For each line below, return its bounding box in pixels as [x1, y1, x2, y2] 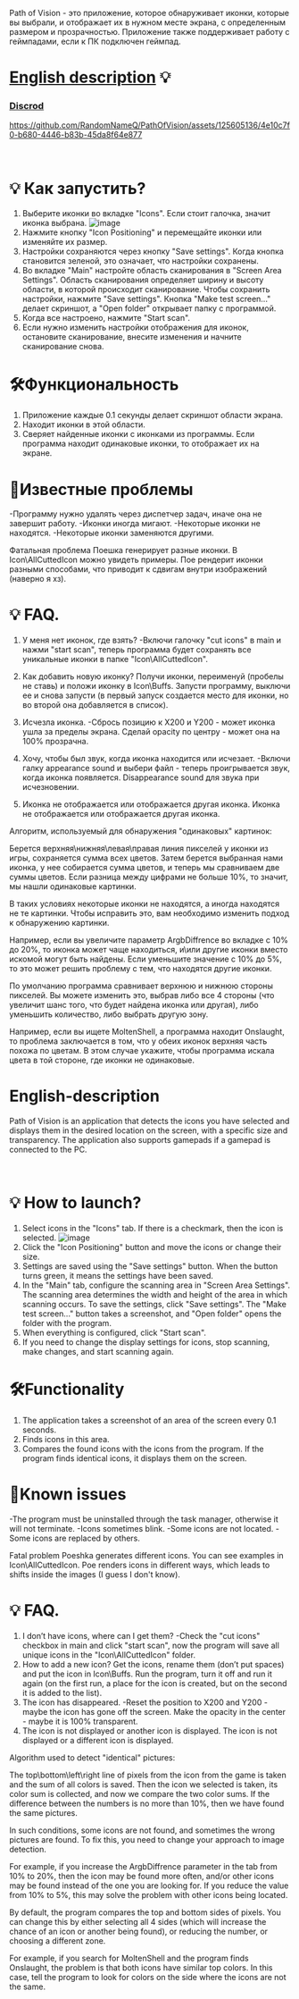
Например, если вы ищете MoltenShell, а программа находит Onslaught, [9, 1027, 286, 1037]
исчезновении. [21, 782, 79, 793]
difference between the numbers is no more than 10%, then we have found [9, 1798, 285, 1809]
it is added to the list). [21, 1687, 103, 1698]
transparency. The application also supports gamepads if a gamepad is [9, 1135, 270, 1146]
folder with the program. [21, 1318, 112, 1329]
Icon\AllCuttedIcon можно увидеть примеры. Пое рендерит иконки [9, 554, 263, 566]
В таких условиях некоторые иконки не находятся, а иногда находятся [9, 898, 279, 910]
